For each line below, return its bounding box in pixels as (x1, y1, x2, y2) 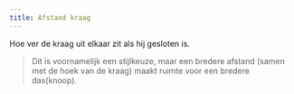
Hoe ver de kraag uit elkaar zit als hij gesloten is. (9, 38, 190, 49)
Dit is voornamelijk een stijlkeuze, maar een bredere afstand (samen (31, 55, 285, 66)
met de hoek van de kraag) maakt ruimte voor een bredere (31, 65, 251, 76)
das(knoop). (31, 74, 78, 86)
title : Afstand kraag (9, 13, 91, 23)
